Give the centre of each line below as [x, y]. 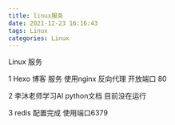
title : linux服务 [36, 16]
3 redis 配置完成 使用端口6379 [58, 113]
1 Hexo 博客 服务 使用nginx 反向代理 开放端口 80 [87, 79]
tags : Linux [28, 30]
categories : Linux [39, 38]
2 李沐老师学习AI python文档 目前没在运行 [77, 96]
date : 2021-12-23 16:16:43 [53, 23]
